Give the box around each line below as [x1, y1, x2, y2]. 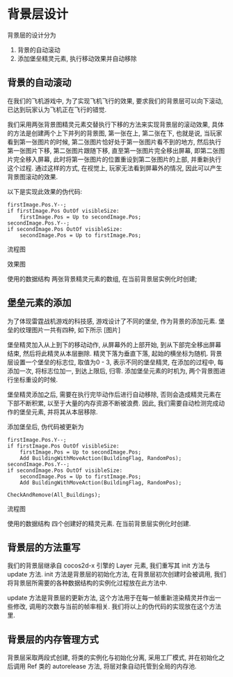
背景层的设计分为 [7, 31, 56, 39]
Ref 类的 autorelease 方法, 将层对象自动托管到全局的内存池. [26, 662, 197, 671]
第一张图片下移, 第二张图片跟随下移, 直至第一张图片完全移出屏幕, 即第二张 [7, 146, 219, 154]
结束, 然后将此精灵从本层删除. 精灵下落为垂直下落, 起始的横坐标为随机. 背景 [7, 349, 223, 357]
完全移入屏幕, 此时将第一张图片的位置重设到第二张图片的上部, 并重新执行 [13, 155, 221, 163]
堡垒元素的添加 [7, 297, 72, 309]
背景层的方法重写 [7, 542, 81, 553]
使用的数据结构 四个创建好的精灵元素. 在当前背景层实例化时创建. [7, 519, 191, 528]
